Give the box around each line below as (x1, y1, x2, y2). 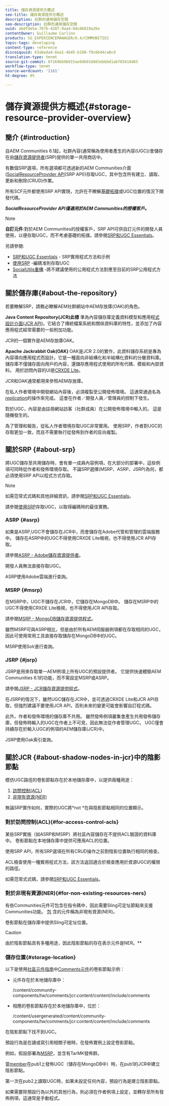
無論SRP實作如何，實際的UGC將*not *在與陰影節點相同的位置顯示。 (5, 805, 146, 811)
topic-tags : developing (5, 40, 55, 46)
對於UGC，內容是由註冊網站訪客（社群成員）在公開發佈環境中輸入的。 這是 (5, 406, 162, 412)
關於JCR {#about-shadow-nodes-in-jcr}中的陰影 (5, 753, 161, 762)
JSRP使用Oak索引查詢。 (5, 737, 56, 743)
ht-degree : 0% (5, 73, 35, 78)
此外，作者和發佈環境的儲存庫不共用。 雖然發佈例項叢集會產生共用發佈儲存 (5, 714, 161, 720)
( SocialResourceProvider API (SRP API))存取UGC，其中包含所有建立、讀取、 (5, 171, 162, 177)
